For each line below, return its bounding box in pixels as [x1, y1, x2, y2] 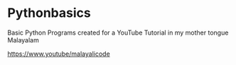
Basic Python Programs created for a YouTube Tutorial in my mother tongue [7, 28, 229, 37]
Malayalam [7, 35, 39, 44]
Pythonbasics [7, 5, 91, 21]
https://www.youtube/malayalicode [7, 49, 110, 58]
